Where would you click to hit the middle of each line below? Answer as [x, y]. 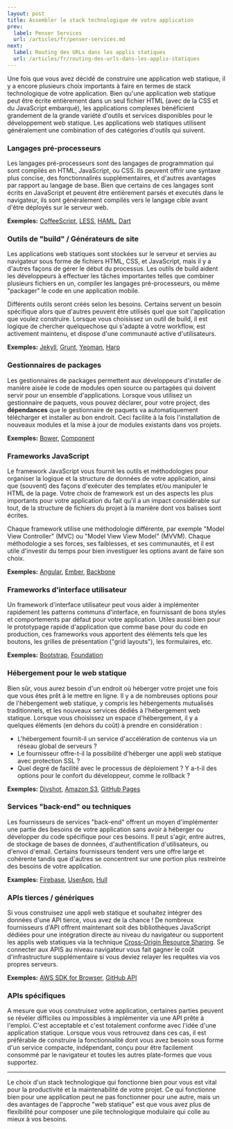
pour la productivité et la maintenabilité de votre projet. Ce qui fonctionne [112, 1089]
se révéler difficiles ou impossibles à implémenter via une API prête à [106, 1018]
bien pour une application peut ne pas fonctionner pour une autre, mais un [113, 1097]
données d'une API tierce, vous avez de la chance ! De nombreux [101, 920]
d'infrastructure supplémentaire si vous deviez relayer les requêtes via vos [114, 957]
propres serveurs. [33, 965]
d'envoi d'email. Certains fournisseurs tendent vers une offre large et [106, 851]
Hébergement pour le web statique [67, 673]
